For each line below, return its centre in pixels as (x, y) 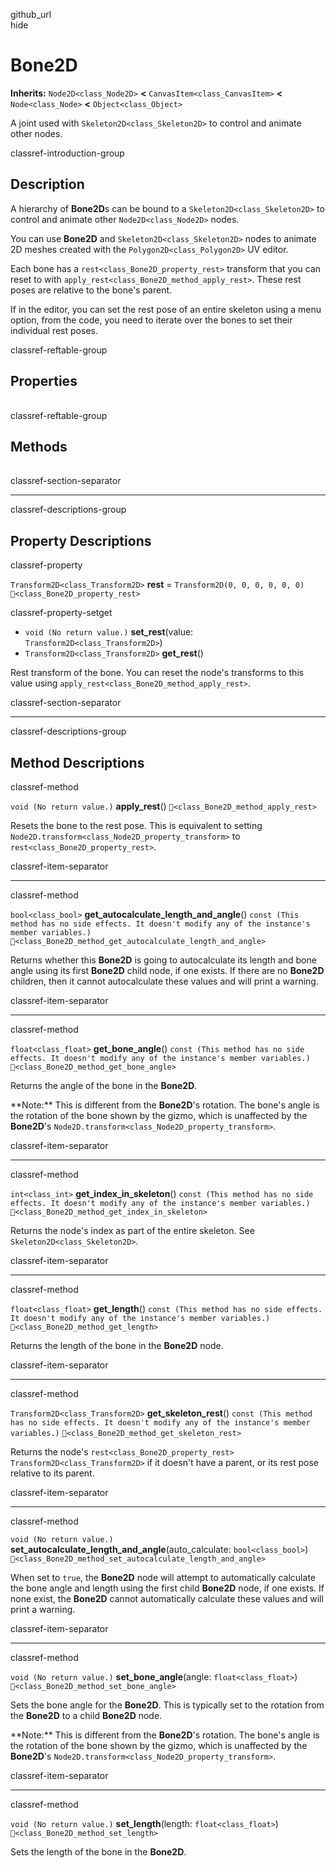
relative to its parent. (52, 1473)
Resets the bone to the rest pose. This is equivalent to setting (136, 825)
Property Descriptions (81, 540)
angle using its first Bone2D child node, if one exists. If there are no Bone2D (167, 970)
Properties (44, 381)
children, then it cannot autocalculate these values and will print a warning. (164, 981)
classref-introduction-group (67, 153)
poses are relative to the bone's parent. (91, 290)
